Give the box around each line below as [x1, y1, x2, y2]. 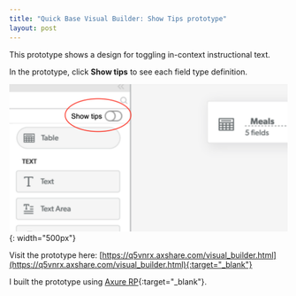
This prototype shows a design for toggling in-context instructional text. [9, 49, 271, 59]
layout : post [9, 23, 57, 33]
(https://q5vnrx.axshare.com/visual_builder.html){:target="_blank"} [9, 260, 254, 270]
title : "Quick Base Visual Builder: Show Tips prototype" [9, 14, 227, 23]
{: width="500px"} [9, 233, 77, 244]
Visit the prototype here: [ [9, 250, 103, 261]
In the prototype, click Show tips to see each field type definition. [9, 66, 248, 77]
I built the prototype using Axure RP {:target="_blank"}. [9, 277, 208, 287]
